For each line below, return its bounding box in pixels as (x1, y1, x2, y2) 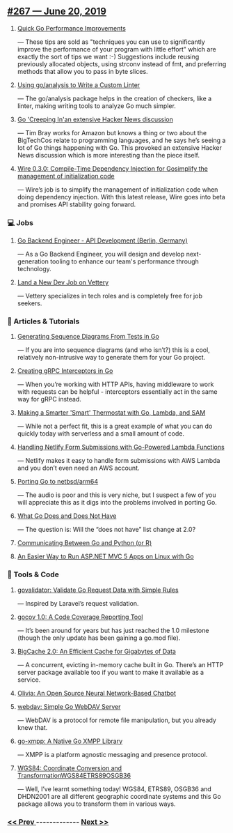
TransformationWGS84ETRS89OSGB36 (17, 771, 131, 779)
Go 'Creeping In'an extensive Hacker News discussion (17, 115, 174, 123)
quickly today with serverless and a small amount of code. (17, 429, 184, 438)
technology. (17, 265, 52, 273)
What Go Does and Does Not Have (17, 512, 117, 520)
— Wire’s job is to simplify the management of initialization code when (17, 185, 218, 194)
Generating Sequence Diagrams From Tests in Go (17, 333, 160, 341)
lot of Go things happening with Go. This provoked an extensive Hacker (17, 143, 223, 152)
